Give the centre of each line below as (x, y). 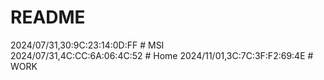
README (48, 17)
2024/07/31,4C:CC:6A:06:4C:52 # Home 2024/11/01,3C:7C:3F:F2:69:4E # (162, 55)
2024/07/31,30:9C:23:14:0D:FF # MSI (87, 45)
